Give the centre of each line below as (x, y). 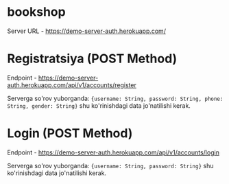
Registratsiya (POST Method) (92, 59)
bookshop (37, 12)
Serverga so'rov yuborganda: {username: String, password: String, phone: (115, 98)
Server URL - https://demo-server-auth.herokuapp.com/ (87, 31)
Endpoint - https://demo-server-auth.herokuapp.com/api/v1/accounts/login (113, 152)
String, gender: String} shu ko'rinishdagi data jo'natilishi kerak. (99, 105)
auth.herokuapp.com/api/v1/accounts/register (72, 85)
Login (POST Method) (70, 134)
